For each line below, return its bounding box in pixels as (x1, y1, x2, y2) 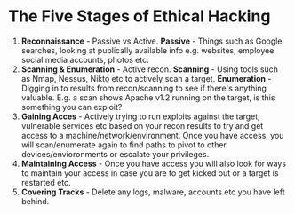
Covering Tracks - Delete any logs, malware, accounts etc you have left (20, 186, 285, 197)
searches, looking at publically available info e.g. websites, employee (20, 44, 275, 55)
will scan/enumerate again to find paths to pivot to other (20, 139, 227, 150)
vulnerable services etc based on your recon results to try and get (20, 120, 264, 131)
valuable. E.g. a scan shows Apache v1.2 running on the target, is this (20, 91, 275, 103)
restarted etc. (20, 177, 72, 187)
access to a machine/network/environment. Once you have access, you (20, 130, 284, 140)
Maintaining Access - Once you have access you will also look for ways (20, 158, 286, 169)
